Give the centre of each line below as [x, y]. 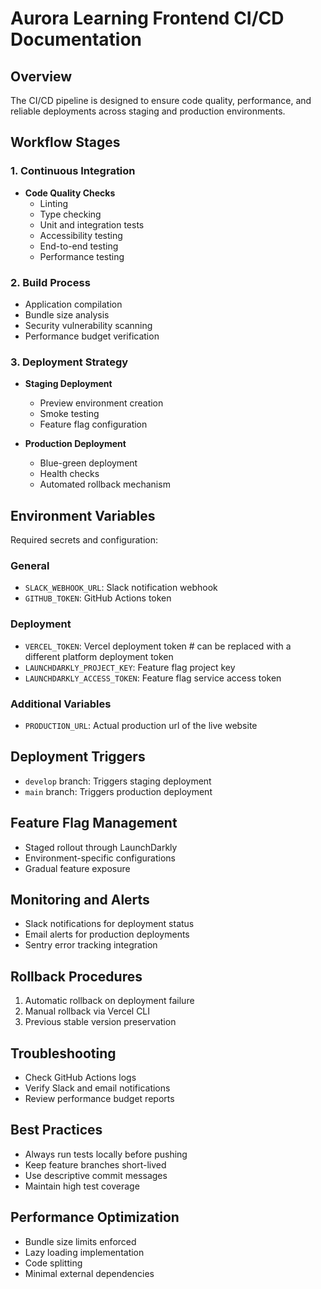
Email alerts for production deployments [107, 934]
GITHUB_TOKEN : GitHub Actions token [98, 598]
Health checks [69, 474]
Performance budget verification [92, 336]
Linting [53, 203]
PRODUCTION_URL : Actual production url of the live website [141, 725]
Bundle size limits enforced [80, 1241]
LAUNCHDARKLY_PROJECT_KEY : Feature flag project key [130, 667]
